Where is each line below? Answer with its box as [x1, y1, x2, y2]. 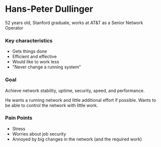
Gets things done [12, 48, 48, 55]
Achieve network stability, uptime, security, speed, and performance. [5, 88, 145, 93]
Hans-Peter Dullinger [5, 3, 93, 15]
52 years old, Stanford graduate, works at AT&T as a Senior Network [5, 20, 143, 26]
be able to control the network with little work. [5, 102, 98, 108]
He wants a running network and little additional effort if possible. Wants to [5, 97, 156, 103]
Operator [5, 25, 24, 30]
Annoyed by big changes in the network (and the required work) [12, 136, 142, 142]
